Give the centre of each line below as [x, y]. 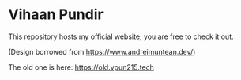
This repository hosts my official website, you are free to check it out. [121, 36]
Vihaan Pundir [56, 15]
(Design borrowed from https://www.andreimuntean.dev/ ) [102, 51]
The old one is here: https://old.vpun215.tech [81, 67]
